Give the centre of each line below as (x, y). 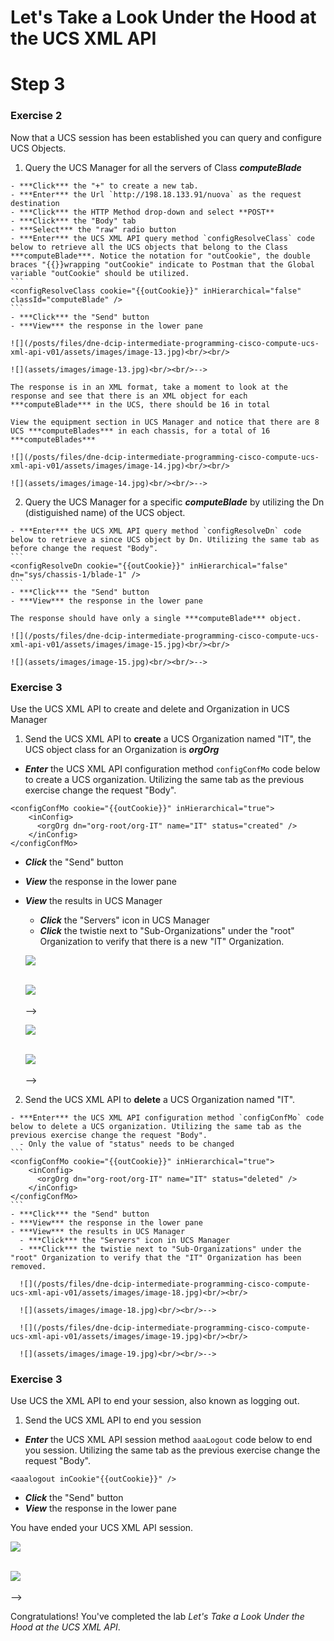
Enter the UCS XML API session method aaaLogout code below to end (168, 1440)
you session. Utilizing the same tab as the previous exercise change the (172, 1450)
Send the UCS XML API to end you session (113, 1420)
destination (35, 203)
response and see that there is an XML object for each (129, 396)
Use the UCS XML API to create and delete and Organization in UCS (150, 708)
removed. (28, 1266)
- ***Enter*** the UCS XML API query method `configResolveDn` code (156, 531)
